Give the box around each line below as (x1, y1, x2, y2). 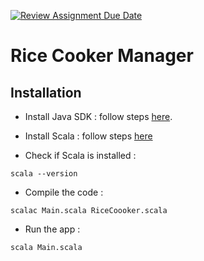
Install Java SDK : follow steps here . (24, 111, 173, 122)
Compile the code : (24, 186, 104, 198)
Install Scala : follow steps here (24, 130, 153, 142)
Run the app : (24, 223, 81, 235)
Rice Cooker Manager (10, 45, 194, 67)
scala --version (10, 169, 78, 179)
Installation (10, 84, 82, 101)
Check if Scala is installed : (24, 150, 137, 161)
